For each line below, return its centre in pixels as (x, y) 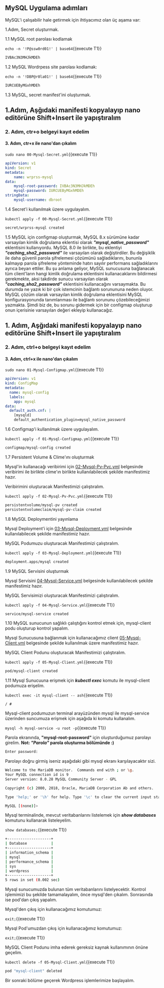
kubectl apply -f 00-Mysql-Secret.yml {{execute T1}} (59, 218)
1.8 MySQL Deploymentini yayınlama (41, 519)
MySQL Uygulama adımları (46, 8)
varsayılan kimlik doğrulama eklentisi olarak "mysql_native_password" (77, 242)
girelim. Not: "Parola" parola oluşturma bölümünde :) (60, 743)
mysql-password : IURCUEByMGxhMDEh (49, 191)
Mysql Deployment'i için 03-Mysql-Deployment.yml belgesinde (69, 528)
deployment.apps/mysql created (37, 561)
